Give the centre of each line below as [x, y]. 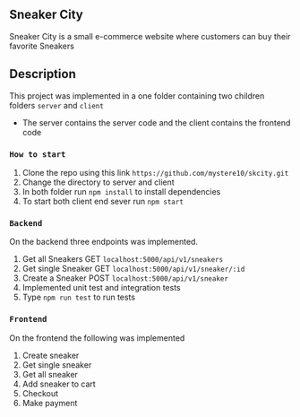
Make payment [50, 403]
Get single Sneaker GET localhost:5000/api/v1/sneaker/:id [133, 269]
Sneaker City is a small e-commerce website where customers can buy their [150, 36]
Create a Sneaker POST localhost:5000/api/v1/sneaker [125, 278]
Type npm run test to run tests [79, 297]
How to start [38, 154]
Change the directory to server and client [98, 182]
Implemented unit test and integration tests [101, 288]
